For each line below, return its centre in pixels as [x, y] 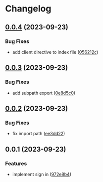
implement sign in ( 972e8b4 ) [42, 174]
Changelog [28, 9]
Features [16, 164]
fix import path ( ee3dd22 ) [39, 134]
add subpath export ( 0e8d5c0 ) [44, 93]
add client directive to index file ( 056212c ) [55, 52]
